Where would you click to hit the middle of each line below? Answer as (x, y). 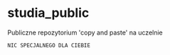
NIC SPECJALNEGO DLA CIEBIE (49, 45)
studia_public (48, 13)
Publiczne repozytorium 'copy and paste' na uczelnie (85, 32)
